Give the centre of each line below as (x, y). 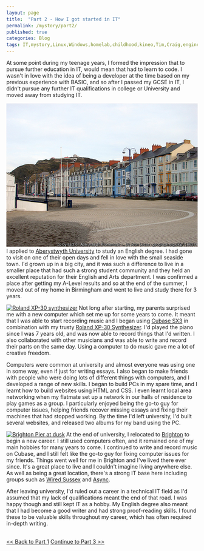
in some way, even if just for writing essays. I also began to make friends (97, 371)
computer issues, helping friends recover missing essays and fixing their (97, 410)
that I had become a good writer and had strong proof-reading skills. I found (101, 510)
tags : (13, 45)
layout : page (23, 13)
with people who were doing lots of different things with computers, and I (98, 378)
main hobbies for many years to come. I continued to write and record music (102, 447)
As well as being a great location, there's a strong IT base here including (97, 473)
